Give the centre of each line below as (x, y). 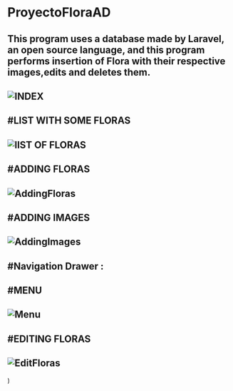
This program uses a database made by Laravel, (116, 39)
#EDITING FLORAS (49, 339)
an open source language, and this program (106, 50)
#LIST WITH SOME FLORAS (69, 121)
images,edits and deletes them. (79, 72)
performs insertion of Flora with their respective (116, 61)
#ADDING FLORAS (49, 169)
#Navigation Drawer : (56, 266)
